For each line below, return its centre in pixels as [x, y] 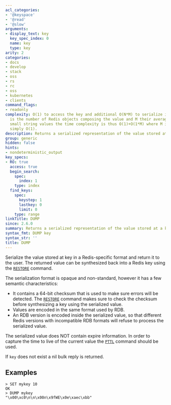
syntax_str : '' [21, 238]
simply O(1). [24, 129]
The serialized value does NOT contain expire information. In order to [78, 336]
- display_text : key [27, 34]
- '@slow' [16, 24]
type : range [27, 214]
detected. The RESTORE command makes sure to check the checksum [85, 299]
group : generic [21, 138]
